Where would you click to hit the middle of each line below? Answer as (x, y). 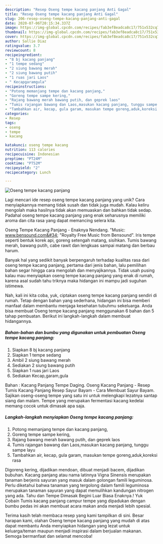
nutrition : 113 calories (30, 150)
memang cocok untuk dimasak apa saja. (45, 406)
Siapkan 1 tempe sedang (37, 355)
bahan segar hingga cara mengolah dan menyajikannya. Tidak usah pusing (80, 270)
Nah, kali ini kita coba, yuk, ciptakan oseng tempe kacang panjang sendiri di (81, 296)
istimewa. (15, 286)
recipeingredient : (24, 55)
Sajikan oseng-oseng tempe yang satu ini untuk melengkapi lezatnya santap (81, 395)
